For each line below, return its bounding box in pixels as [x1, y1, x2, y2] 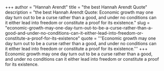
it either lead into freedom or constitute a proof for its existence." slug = [5, 20, 150, 25]
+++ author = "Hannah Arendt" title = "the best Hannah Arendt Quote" [5, 4, 147, 10]
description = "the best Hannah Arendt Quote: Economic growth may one [5, 9, 154, 15]
